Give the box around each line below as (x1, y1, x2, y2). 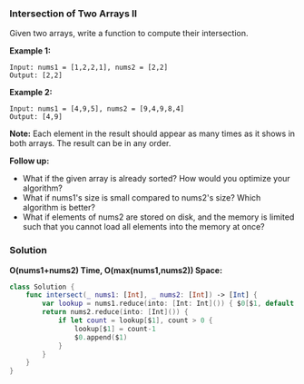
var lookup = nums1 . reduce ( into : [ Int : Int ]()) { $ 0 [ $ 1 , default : (42, 299, 299, 309)
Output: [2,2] (9, 71, 64, 80)
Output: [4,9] (9, 113, 64, 122)
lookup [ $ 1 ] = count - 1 (74, 324, 156, 333)
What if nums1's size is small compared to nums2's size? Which (22, 192, 261, 203)
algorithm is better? (22, 202, 95, 213)
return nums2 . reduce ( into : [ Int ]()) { (42, 308, 189, 317)
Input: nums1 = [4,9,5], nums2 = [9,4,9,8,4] (9, 104, 184, 113)
